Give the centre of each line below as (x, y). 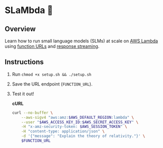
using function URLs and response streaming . (52, 46)
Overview (20, 29)
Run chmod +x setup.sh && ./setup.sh (52, 74)
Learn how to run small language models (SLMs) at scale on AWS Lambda (81, 41)
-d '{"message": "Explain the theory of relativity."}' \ (83, 136)
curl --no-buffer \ (32, 113)
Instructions (24, 62)
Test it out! (23, 94)
